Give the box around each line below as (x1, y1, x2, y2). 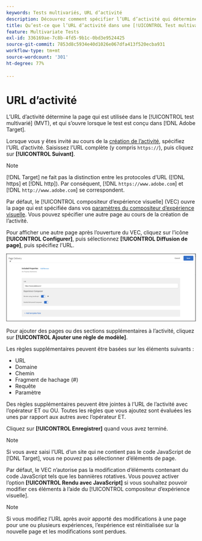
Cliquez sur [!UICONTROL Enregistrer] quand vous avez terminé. (6, 425, 168, 432)
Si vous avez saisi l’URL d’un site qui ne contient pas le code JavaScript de (6, 448, 191, 456)
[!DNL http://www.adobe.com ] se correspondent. (6, 186, 125, 194)
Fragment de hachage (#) (14, 376, 79, 384)
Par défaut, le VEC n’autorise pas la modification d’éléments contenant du (6, 466, 188, 474)
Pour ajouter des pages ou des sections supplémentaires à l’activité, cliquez (6, 328, 194, 335)
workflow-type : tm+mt (6, 48, 61, 54)
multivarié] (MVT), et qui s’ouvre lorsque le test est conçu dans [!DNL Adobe (6, 120, 196, 127)
